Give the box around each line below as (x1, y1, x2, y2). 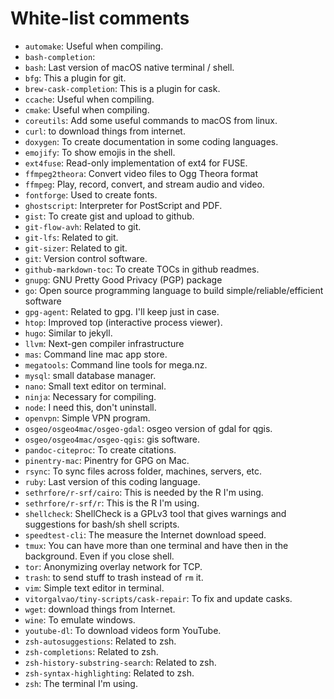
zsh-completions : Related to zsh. (24, 645, 159, 657)
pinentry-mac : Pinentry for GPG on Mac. (24, 454, 190, 466)
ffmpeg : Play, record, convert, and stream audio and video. (24, 178, 265, 190)
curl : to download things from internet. (24, 125, 186, 137)
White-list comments (10, 7, 190, 30)
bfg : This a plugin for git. (24, 72, 127, 84)
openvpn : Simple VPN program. (24, 412, 151, 424)
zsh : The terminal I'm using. (24, 677, 138, 689)
